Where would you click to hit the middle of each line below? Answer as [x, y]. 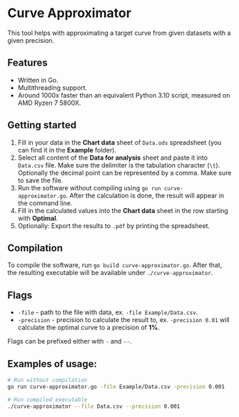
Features [27, 63]
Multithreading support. [52, 88]
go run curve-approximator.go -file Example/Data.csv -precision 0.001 [116, 386]
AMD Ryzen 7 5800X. [49, 103]
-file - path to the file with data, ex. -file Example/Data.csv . [108, 312]
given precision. [31, 40]
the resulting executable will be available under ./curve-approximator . [110, 273]
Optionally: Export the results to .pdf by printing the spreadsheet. [114, 225]
